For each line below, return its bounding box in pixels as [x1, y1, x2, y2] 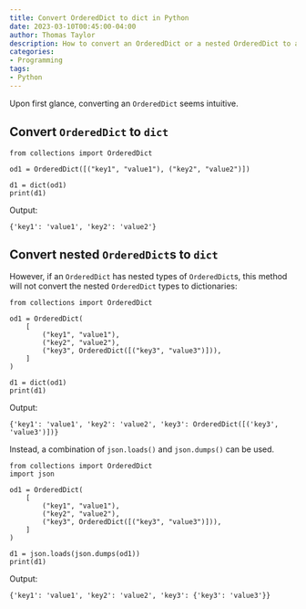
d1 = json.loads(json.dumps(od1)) [9, 550, 141, 559]
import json [9, 469, 55, 479]
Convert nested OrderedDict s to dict [9, 247, 219, 262]
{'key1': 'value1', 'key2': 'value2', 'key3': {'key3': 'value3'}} [9, 591, 271, 601]
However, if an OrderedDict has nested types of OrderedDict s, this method [9, 271, 288, 282]
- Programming [9, 56, 64, 65]
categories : [9, 47, 55, 57]
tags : [9, 65, 30, 74]
